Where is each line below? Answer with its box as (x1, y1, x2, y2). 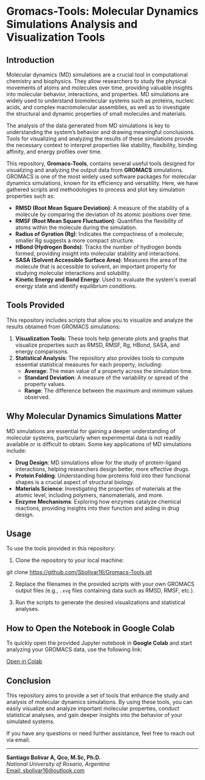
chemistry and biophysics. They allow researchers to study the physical (6, 78, 187, 85)
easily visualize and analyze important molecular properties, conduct (6, 705, 180, 712)
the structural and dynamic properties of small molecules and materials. (6, 110, 187, 117)
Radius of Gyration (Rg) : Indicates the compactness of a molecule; (15, 230, 184, 237)
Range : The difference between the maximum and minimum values (24, 387, 193, 394)
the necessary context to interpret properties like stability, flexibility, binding (6, 142, 197, 148)
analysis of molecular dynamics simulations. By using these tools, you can (6, 699, 193, 706)
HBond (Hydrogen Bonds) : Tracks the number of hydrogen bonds (15, 243, 182, 251)
